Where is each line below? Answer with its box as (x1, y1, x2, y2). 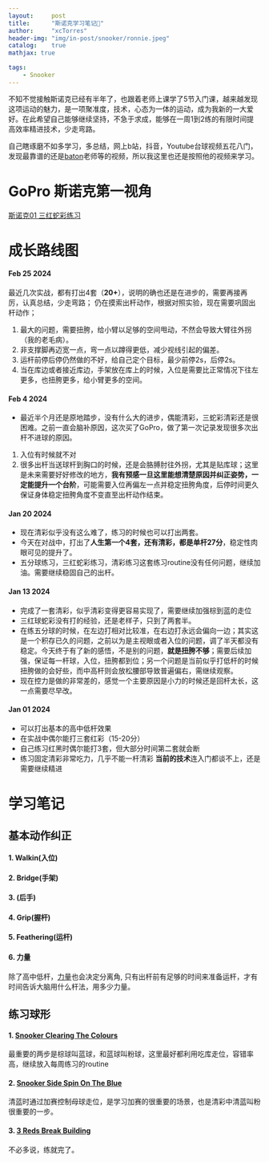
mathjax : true (8, 49, 56, 57)
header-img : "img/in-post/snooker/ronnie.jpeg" (8, 34, 171, 43)
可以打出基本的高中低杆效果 (19, 723, 112, 733)
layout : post (8, 11, 66, 20)
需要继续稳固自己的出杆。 (34, 567, 118, 578)
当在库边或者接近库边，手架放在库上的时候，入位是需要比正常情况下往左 (19, 365, 259, 375)
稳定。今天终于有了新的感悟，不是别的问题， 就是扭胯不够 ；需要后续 (19, 645, 245, 655)
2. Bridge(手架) (8, 872, 58, 883)
